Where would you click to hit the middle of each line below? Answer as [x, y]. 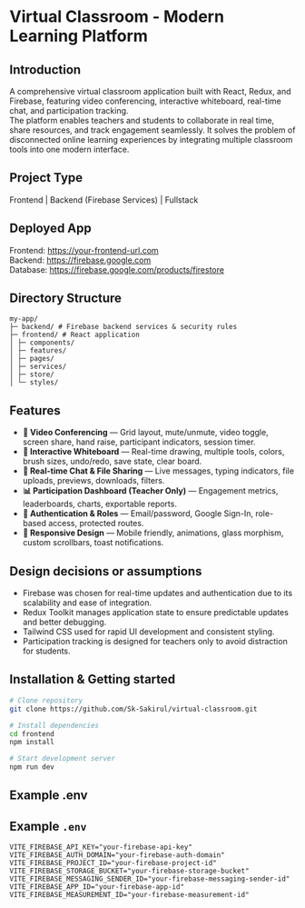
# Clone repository [46, 700]
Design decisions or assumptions [106, 571]
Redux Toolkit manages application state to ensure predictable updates [155, 613]
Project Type [46, 178]
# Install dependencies [54, 725]
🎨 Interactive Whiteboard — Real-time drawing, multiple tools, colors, [153, 452]
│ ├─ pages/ [32, 359]
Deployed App [51, 229]
